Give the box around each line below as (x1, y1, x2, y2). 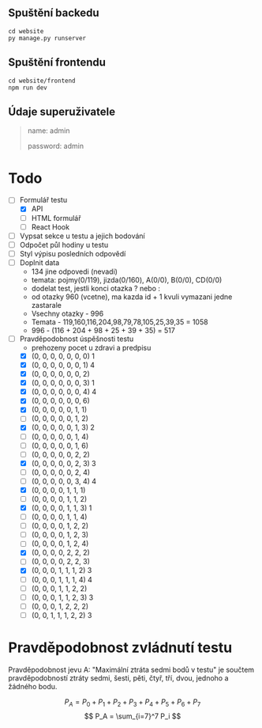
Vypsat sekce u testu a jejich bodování (19, 231, 146, 241)
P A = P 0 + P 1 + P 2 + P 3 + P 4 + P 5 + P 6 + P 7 (64, 696, 201, 708)
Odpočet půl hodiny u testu (19, 240, 109, 249)
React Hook (31, 222, 69, 232)
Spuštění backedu (8, 6, 100, 20)
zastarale (31, 300, 62, 309)
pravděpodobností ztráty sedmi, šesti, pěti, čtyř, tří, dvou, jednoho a (8, 673, 229, 683)
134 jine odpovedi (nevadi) (31, 267, 118, 276)
